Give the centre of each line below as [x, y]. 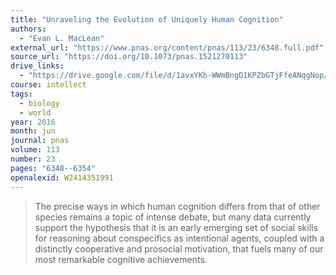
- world [35, 112]
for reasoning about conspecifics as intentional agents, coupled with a [179, 238]
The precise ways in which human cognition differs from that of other [177, 206]
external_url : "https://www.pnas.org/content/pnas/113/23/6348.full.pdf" [167, 47]
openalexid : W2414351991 [62, 177]
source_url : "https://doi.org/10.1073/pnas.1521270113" [129, 57]
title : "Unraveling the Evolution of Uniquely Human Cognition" [147, 19]
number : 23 [33, 159]
